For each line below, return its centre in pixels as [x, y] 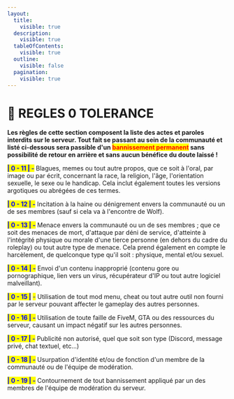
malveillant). [25, 283]
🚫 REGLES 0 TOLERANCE [81, 113]
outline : [26, 59]
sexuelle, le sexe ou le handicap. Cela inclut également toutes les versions [114, 183]
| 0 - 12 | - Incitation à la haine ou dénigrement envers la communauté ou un [116, 204]
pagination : [31, 72]
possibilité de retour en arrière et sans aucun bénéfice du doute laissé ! [112, 155]
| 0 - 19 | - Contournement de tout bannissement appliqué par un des [107, 381]
